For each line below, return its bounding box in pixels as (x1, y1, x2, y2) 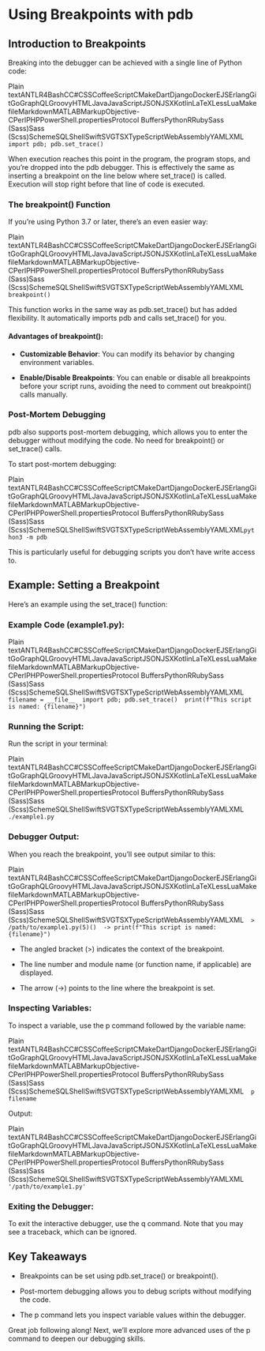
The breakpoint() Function (8, 199, 111, 210)
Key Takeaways (8, 1250, 88, 1263)
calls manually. (19, 389, 69, 399)
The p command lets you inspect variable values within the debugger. (19, 1310, 246, 1319)
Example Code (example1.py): (8, 619, 125, 630)
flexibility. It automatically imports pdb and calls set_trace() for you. (8, 314, 226, 323)
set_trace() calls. (8, 444, 62, 453)
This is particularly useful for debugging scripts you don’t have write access (8, 547, 256, 556)
